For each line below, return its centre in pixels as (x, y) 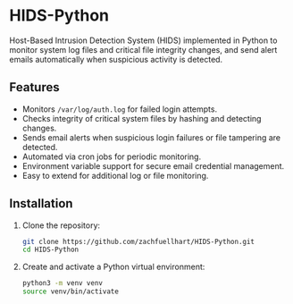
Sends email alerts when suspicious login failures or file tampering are (151, 137)
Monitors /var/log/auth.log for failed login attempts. (119, 109)
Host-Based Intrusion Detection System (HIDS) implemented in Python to (143, 40)
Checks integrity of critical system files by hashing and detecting (142, 118)
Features (34, 87)
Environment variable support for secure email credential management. (153, 165)
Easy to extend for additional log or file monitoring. (115, 175)
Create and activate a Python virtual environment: (113, 267)
